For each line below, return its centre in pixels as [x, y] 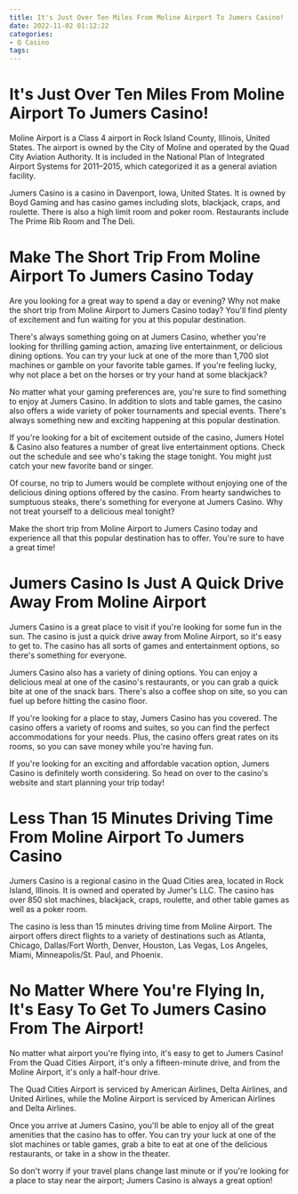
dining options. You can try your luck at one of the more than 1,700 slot [139, 356]
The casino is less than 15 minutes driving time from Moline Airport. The [141, 926]
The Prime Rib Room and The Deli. [72, 221]
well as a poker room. [48, 909]
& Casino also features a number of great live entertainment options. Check [147, 447]
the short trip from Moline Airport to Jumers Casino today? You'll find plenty [148, 310]
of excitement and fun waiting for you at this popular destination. [128, 320]
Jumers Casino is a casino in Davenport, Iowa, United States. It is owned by [148, 193]
